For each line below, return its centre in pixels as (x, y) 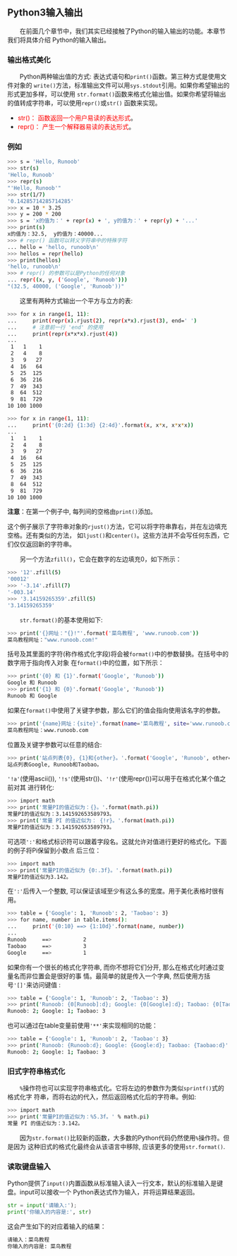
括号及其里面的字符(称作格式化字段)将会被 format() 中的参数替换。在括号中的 (118, 654)
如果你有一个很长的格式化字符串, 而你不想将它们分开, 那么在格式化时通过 (113, 967)
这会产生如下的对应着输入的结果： (57, 1226)
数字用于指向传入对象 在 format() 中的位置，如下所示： (86, 663)
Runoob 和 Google (32, 696)
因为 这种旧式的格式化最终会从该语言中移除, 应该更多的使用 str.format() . (119, 1146)
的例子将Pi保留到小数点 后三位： (54, 850)
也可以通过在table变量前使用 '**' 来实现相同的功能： (83, 1025)
